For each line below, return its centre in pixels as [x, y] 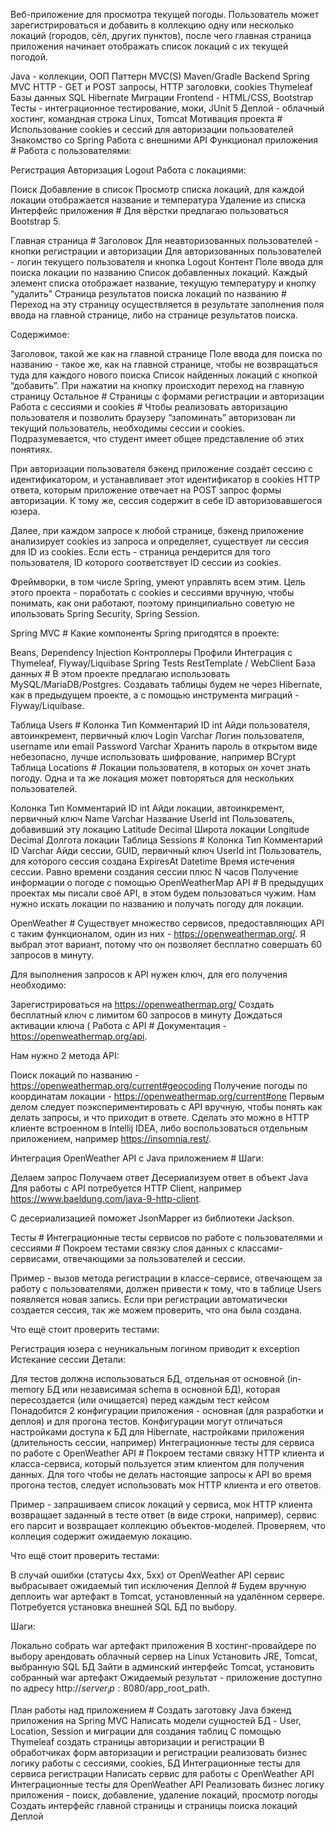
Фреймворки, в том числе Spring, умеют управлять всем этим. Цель [158, 582]
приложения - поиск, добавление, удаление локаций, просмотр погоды [164, 1795]
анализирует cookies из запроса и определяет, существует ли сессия [159, 541]
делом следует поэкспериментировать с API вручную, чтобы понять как [166, 1107]
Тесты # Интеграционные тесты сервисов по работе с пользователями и [166, 1237]
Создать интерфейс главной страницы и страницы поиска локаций [154, 1805]
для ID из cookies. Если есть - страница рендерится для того [140, 552]
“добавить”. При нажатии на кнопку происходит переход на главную [157, 385]
